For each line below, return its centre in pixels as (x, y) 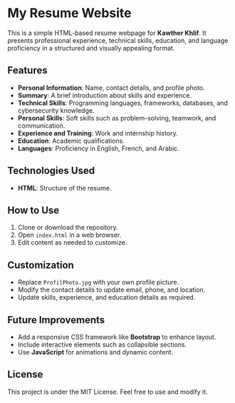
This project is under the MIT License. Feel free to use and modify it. (108, 392)
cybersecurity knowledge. (56, 110)
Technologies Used (51, 171)
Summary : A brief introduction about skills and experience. (105, 95)
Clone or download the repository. (68, 228)
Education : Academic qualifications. (71, 141)
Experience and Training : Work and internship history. (98, 133)
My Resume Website (69, 13)
